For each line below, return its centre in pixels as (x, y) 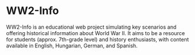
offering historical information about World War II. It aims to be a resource (95, 33)
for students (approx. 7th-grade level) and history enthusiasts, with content (97, 39)
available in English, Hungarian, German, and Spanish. (72, 46)
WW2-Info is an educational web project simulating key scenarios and (91, 27)
